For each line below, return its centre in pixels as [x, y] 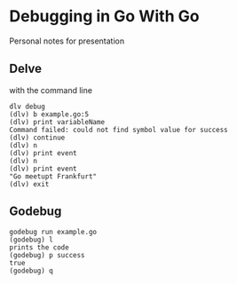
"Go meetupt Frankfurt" [53, 176]
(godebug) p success [47, 255]
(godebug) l [31, 240]
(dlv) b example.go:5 [49, 114]
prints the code [39, 247]
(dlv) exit [29, 184]
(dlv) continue [37, 138]
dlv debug [28, 106]
